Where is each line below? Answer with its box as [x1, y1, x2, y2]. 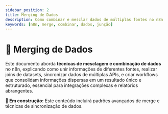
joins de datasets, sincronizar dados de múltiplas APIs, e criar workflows [5, 72, 158, 78]
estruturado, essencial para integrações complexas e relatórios [5, 82, 138, 88]
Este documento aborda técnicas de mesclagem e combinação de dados [5, 61, 161, 67]
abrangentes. [5, 88, 33, 94]
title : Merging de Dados [5, 12, 58, 17]
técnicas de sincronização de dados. [5, 103, 83, 109]
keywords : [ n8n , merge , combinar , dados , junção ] [5, 21, 113, 27]
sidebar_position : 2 [5, 7, 50, 13]
